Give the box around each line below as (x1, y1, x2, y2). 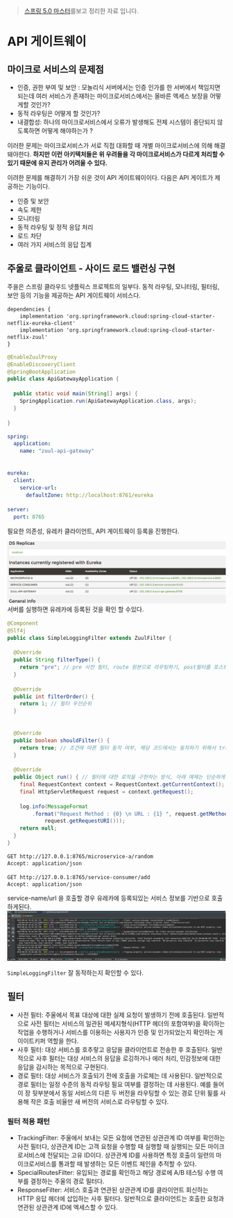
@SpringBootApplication (7, 368, 76, 375)
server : (7, 507, 30, 513)
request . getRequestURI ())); (44, 818, 126, 825)
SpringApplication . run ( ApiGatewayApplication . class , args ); (19, 397, 197, 405)
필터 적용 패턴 (7, 1117, 51, 1126)
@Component (7, 620, 39, 627)
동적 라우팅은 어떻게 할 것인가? (17, 109, 101, 117)
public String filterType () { (13, 657, 101, 664)
